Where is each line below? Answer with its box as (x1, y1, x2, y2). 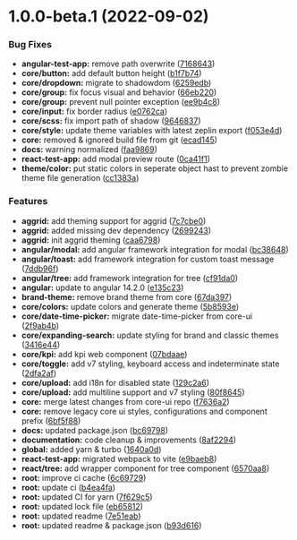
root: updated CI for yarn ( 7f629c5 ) (21, 491, 153, 502)
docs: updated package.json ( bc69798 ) (21, 424, 169, 435)
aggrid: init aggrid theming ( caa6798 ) (21, 235, 161, 245)
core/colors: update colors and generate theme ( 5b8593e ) (21, 301, 240, 312)
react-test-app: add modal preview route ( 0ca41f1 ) (21, 154, 211, 165)
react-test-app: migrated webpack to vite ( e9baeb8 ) (21, 453, 217, 464)
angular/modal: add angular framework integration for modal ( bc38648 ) (21, 244, 289, 254)
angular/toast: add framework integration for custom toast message (21, 253, 275, 264)
